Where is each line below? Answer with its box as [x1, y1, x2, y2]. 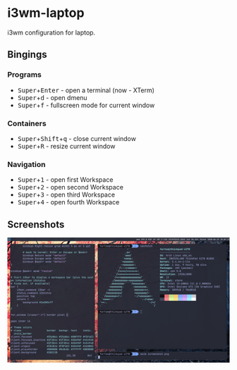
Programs [7, 70, 42, 80]
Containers [7, 118, 47, 128]
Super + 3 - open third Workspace [17, 190, 115, 199]
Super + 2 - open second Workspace [17, 183, 123, 192]
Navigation [7, 159, 46, 169]
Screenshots [7, 218, 65, 230]
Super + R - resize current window [17, 142, 116, 150]
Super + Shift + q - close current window [17, 134, 136, 142]
